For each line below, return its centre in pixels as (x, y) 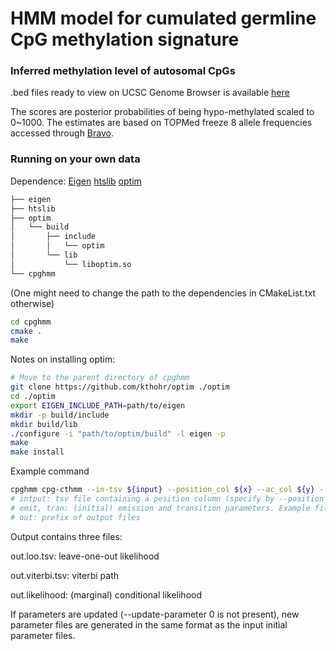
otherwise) (32, 303)
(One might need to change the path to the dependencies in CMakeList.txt (163, 293)
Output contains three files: (66, 536)
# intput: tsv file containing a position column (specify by (142, 499)
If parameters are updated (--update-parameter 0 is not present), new (155, 614)
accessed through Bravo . (62, 133)
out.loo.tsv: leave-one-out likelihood (85, 556)
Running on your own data (75, 159)
